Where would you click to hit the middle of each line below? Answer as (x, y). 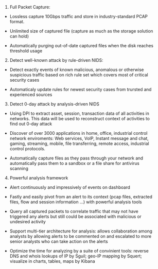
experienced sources (31, 95)
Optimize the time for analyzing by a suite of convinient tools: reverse (79, 251)
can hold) (19, 36)
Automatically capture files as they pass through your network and (76, 158)
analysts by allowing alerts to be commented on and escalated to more (80, 236)
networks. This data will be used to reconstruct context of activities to (79, 118)
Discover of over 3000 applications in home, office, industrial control (79, 133)
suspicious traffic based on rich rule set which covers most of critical (79, 75)
